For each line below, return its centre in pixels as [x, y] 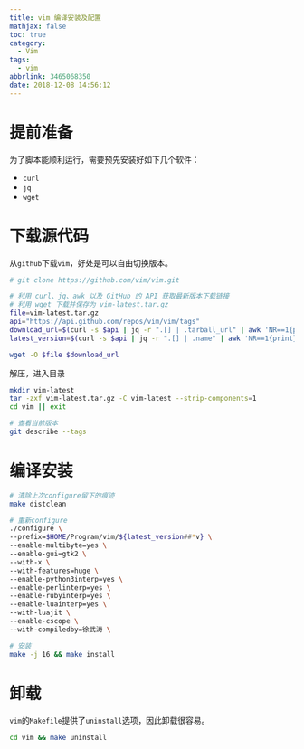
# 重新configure [38, 520]
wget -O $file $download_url [64, 355]
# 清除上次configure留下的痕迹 [62, 495]
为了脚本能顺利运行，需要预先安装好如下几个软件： [104, 159]
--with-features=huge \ [54, 571]
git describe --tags [48, 431]
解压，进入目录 [37, 373]
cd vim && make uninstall [58, 737]
